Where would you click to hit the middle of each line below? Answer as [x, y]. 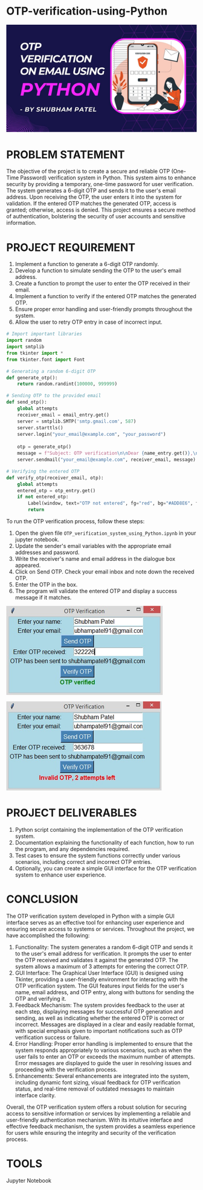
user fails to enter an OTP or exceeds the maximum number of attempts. [105, 1057]
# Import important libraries [44, 334]
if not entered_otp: [43, 497]
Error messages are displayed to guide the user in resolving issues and [103, 1063]
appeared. [28, 566]
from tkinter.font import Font [46, 359]
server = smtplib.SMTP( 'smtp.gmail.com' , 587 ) [77, 421]
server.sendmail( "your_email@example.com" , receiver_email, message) [107, 460]
